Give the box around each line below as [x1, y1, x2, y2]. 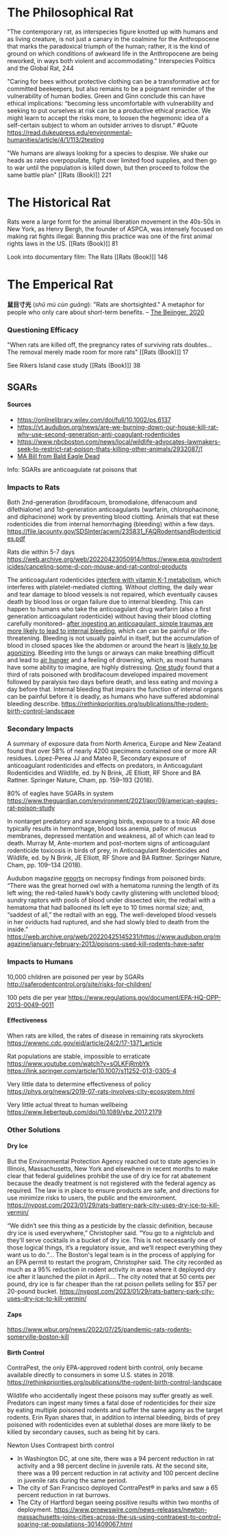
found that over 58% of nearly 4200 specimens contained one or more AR [7, 747, 217, 755]
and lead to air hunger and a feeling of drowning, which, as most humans [7, 656, 214, 664]
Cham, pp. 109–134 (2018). [7, 861, 83, 869]
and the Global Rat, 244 [7, 64, 74, 72]
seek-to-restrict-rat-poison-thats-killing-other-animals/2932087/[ [16, 445, 203, 453]
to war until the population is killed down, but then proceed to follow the [7, 163, 210, 172]
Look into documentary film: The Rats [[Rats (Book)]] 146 [7, 253, 168, 261]
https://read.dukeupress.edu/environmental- [7, 128, 133, 137]
